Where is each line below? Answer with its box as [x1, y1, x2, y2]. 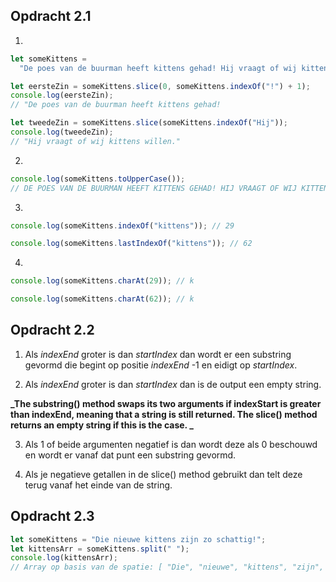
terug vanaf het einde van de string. [24, 479, 173, 491]
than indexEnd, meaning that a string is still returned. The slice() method [10, 408, 318, 420]
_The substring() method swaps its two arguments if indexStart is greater [10, 397, 322, 409]
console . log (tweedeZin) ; [10, 127, 114, 138]
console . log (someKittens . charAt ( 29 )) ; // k [10, 276, 195, 286]
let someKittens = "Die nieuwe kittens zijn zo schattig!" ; [10, 534, 267, 544]
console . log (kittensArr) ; [10, 553, 118, 563]
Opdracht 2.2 [10, 322, 95, 339]
